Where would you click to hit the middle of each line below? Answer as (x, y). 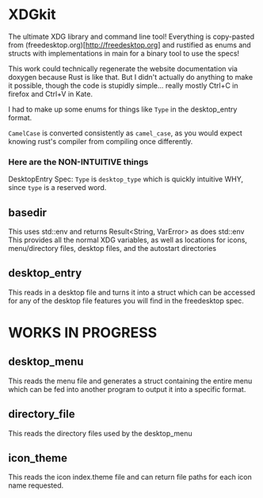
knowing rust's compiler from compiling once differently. (101, 141)
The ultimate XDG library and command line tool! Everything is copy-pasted (131, 36)
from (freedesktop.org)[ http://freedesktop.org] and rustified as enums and (130, 44)
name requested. (36, 485)
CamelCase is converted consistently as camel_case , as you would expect (126, 133)
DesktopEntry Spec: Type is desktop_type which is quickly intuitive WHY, (126, 179)
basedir (28, 213)
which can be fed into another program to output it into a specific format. (127, 389)
